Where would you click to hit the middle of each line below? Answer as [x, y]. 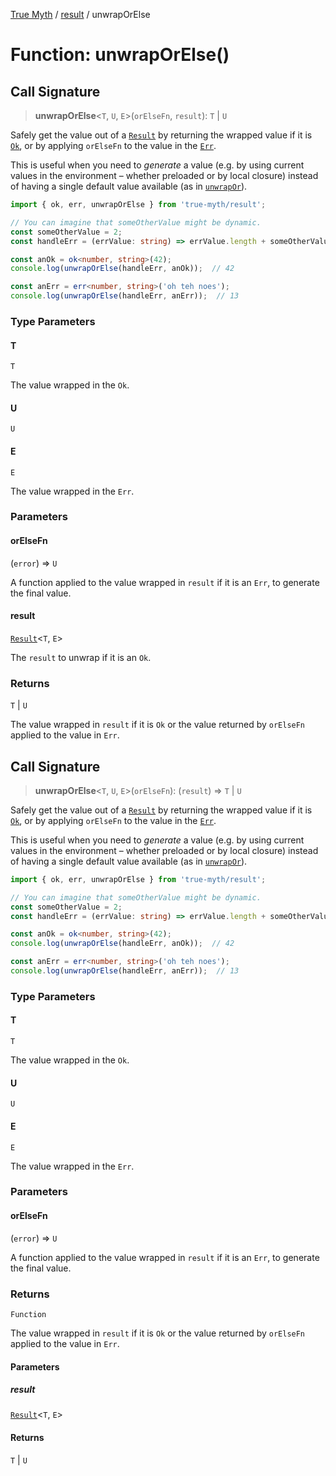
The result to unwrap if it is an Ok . [81, 657]
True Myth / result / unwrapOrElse [80, 14]
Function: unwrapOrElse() [120, 55]
